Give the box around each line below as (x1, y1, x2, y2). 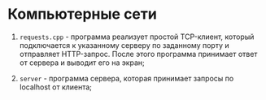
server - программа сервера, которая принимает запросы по (19, 73, 234, 83)
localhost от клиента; (19, 82, 93, 92)
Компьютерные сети (7, 5, 158, 24)
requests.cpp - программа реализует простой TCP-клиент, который (19, 32, 255, 41)
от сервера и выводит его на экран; (19, 58, 146, 67)
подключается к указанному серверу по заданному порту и (19, 40, 229, 50)
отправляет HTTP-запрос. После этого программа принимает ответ (19, 49, 258, 59)
